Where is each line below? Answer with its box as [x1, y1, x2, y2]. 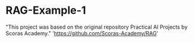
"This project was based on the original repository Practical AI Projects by [5, 23, 188, 30]
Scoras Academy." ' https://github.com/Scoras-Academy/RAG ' [5, 29, 159, 36]
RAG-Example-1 [5, 4, 86, 17]
